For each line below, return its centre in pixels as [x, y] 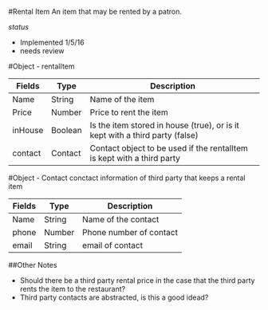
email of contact [113, 245]
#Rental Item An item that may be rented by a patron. [95, 12]
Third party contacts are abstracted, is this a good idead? [114, 297]
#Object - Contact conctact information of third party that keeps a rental [127, 178]
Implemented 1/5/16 [52, 42]
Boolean [67, 130]
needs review [42, 51]
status [19, 27]
